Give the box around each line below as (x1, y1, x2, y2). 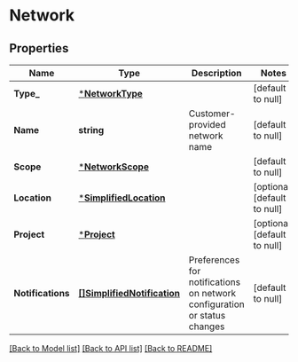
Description (191, 67, 242, 79)
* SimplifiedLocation (78, 192, 166, 204)
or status (188, 310, 226, 321)
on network (188, 287, 237, 299)
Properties (9, 41, 69, 56)
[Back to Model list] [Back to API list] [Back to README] (9, 343, 213, 353)
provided (188, 119, 226, 130)
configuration (188, 298, 246, 311)
